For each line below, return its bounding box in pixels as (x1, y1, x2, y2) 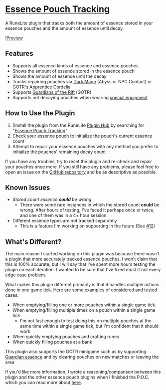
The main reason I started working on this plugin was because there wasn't (5, 251, 160, 257)
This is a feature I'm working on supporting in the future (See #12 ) (19, 223, 156, 229)
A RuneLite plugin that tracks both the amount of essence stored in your (5, 20, 153, 26)
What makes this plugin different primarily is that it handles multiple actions (5, 282, 160, 288)
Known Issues (5, 183, 50, 192)
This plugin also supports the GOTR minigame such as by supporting (5, 349, 147, 355)
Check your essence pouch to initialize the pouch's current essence (12, 133, 153, 139)
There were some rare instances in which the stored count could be (19, 202, 160, 208)
